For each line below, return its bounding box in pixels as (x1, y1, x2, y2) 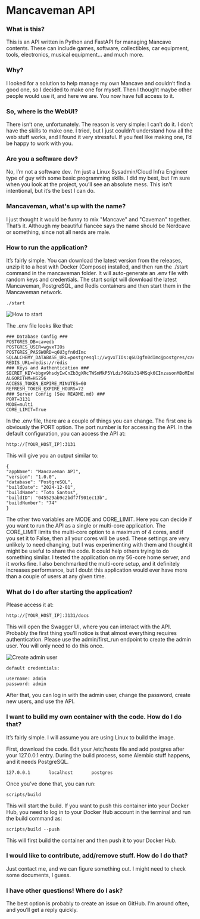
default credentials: (6, 665, 60, 671)
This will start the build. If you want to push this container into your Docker (6, 802, 189, 809)
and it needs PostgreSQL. (6, 758, 69, 765)
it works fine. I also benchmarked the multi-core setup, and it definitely (6, 560, 180, 567)
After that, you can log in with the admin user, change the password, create (6, 692, 191, 699)
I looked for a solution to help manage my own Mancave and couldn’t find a (6, 79, 190, 87)
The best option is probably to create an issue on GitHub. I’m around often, (6, 900, 189, 907)
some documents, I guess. (6, 871, 71, 878)
